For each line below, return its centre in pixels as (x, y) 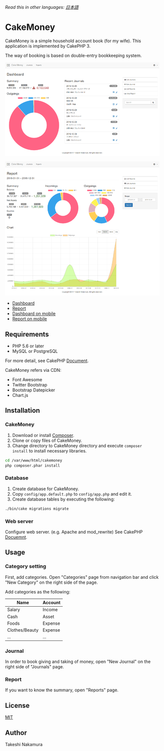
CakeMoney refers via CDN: (33, 370)
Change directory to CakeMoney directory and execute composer (77, 445)
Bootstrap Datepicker (34, 390)
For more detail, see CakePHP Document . (47, 361)
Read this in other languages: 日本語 (42, 7)
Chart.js (20, 395)
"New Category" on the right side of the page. (51, 582)
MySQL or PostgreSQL (35, 351)
